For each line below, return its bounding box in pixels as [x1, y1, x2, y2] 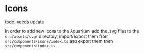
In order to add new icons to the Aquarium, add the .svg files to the [5, 28, 140, 34]
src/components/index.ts [5, 43, 55, 48]
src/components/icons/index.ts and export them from [5, 38, 113, 44]
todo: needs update [5, 19, 45, 25]
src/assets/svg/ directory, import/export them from [5, 33, 109, 39]
